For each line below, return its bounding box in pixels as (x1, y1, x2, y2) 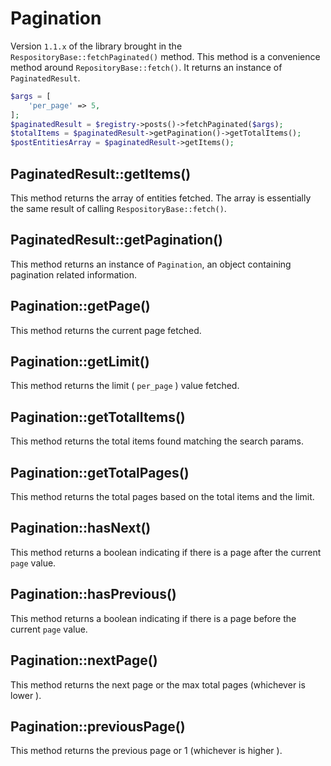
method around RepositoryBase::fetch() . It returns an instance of (10, 61, 283, 73)
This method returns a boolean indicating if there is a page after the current (10, 546, 322, 558)
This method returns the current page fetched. (10, 324, 202, 336)
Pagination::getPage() (10, 298, 151, 315)
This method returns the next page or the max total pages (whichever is (10, 678, 306, 691)
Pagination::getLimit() (10, 353, 150, 371)
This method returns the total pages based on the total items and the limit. (10, 491, 315, 503)
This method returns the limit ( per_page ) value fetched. (10, 380, 240, 392)
